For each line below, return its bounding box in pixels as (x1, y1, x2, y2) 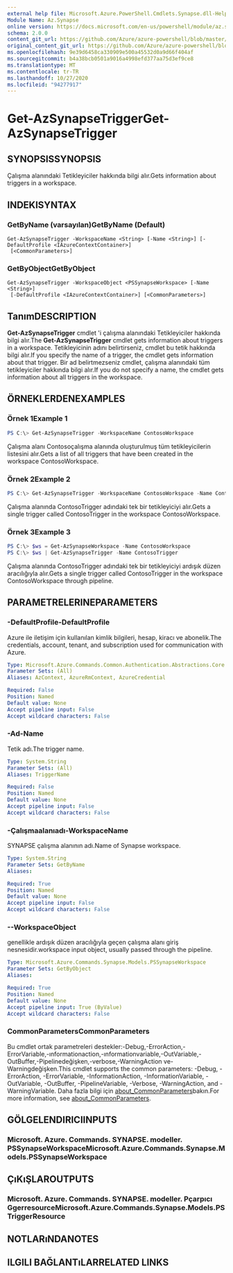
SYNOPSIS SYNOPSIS (7, 153, 102, 165)
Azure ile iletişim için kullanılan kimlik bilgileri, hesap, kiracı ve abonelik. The (7, 633, 222, 641)
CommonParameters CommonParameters (7, 1027, 150, 1037)
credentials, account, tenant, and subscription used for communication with (7, 641, 223, 649)
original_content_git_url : (7, 42, 85, 49)
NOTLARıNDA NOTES (7, 1233, 99, 1245)
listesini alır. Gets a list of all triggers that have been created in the (7, 449, 193, 458)
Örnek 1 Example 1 (7, 414, 68, 424)
